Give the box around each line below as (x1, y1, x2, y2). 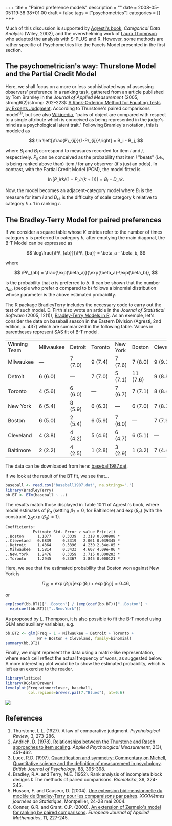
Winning (8, 341, 28, 348)
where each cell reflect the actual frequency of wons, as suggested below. (5, 655, 163, 661)
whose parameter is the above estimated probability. (5, 292, 116, 298)
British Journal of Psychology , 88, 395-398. (12, 766, 106, 772)
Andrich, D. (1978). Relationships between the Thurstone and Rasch (12, 738, 156, 745)
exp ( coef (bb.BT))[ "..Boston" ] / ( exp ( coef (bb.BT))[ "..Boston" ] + (5, 602, 147, 607)
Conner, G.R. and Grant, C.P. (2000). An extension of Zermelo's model (12, 803, 161, 810)
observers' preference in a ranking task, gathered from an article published (5, 89, 164, 95)
